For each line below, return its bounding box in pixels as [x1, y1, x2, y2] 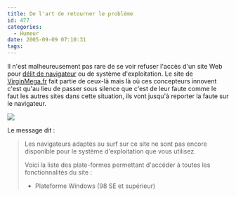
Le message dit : [7, 126, 55, 134]
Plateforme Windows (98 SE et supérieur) [34, 182, 156, 190]
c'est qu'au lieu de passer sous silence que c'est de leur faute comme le [7, 85, 217, 93]
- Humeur [13, 29, 39, 37]
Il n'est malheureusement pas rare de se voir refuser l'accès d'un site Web [7, 62, 223, 70]
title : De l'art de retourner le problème [7, 10, 133, 18]
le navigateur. [7, 100, 47, 107]
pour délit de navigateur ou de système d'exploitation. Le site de [7, 69, 193, 78]
